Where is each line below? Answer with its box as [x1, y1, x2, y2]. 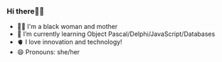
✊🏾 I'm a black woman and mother [16, 23, 118, 31]
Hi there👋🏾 [6, 6, 44, 16]
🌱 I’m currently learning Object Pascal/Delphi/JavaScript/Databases [16, 30, 216, 38]
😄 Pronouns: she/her [16, 48, 80, 56]
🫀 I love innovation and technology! [16, 38, 122, 46]
